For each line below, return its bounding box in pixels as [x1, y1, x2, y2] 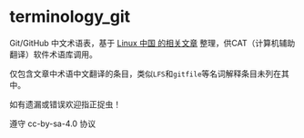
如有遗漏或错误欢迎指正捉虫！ [9, 98, 121, 110]
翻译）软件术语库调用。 [9, 48, 97, 60]
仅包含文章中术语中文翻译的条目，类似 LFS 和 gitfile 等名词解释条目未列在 [9, 68, 282, 79]
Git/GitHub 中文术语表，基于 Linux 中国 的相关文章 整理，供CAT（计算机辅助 [9, 37, 296, 48]
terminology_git [9, 6, 130, 27]
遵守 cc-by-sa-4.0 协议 [9, 118, 96, 129]
